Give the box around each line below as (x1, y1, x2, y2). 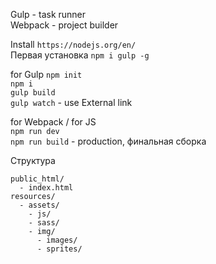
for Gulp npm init (10, 69, 83, 80)
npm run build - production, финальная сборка (10, 135, 207, 147)
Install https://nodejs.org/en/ (10, 39, 137, 50)
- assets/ (19, 200, 60, 210)
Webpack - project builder (10, 19, 119, 31)
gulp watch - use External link (10, 97, 133, 108)
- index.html (19, 183, 74, 193)
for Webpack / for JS (10, 116, 97, 128)
